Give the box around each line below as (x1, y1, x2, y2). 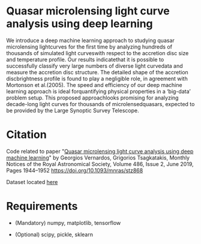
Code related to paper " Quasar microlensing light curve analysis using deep (6, 147, 194, 155)
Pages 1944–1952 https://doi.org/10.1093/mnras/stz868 (6, 167, 143, 174)
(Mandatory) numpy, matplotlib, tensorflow (14, 219, 121, 226)
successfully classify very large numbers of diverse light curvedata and (6, 62, 183, 70)
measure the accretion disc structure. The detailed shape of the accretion (6, 68, 189, 76)
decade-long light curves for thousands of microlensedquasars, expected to (6, 100, 195, 107)
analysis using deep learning (6, 17, 153, 31)
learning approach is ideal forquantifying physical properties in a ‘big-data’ (6, 88, 191, 95)
